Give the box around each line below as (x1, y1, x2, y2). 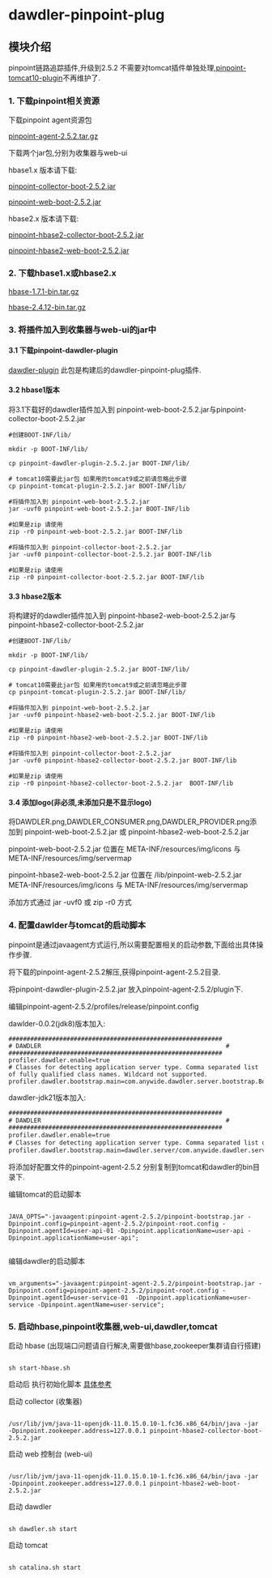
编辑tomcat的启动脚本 (8, 1189, 82, 1199)
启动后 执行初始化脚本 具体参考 (8, 1380, 112, 1389)
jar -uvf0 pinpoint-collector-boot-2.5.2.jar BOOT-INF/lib (8, 550, 212, 558)
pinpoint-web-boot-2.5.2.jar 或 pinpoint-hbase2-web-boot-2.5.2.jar (23, 827, 249, 837)
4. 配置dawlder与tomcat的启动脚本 (8, 919, 147, 931)
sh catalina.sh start (8, 1563, 82, 1572)
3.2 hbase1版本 (8, 385, 61, 394)
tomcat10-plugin (8, 73, 63, 83)
